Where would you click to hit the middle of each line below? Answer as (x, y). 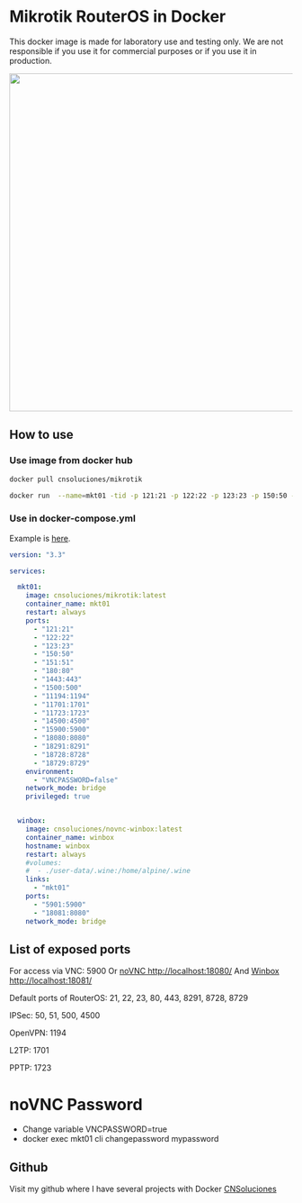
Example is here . (40, 538)
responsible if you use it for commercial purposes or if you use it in (133, 50)
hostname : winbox (58, 846)
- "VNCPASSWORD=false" (75, 780)
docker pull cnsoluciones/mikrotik (76, 479)
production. (31, 60)
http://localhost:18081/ (51, 980)
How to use (41, 435)
